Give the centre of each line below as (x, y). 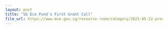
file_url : (15, 19)
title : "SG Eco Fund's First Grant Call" (49, 14)
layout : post (19, 10)
